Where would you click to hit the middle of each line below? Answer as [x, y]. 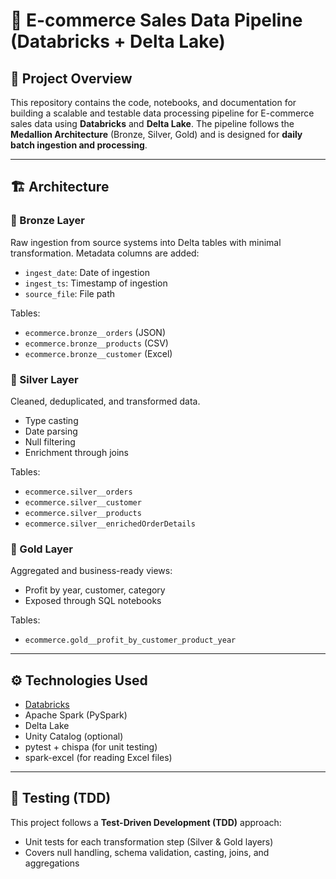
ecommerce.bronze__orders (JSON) [95, 332]
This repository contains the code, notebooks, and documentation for [153, 102]
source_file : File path [70, 293]
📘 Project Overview [71, 78]
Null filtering [50, 441]
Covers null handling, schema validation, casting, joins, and [147, 852]
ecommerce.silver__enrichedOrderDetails [110, 524]
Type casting [51, 420]
